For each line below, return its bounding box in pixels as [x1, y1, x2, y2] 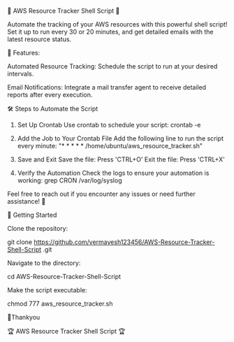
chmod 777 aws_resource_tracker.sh [7, 299, 113, 308]
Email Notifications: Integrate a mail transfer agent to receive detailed [7, 83, 207, 91]
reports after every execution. [7, 91, 93, 99]
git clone [7, 238, 33, 246]
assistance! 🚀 [7, 197, 46, 206]
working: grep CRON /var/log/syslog [17, 176, 122, 185]
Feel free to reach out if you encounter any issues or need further [7, 190, 196, 198]
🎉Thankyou [7, 313, 41, 321]
